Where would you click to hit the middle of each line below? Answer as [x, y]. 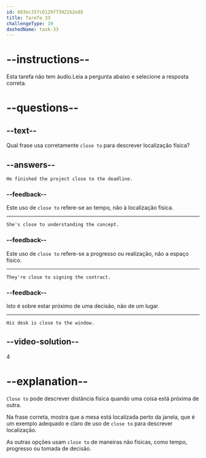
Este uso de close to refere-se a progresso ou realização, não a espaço [97, 253]
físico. [14, 260]
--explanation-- [47, 381]
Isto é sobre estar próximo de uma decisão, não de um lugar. [83, 306]
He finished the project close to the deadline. [70, 179]
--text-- [21, 131]
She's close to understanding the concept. [63, 225]
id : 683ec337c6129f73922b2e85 [45, 12]
